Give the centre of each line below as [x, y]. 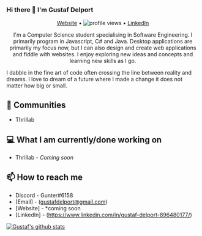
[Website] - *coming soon [48, 208]
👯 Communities [36, 105]
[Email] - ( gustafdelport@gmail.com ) [62, 202]
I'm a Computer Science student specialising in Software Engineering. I [103, 35]
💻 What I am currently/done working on [84, 140]
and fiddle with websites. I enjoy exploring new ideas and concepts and [103, 54]
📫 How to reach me [45, 178]
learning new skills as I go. [103, 61]
